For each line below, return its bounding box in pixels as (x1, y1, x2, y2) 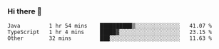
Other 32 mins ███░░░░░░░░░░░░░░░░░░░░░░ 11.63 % (7, 35, 213, 42)
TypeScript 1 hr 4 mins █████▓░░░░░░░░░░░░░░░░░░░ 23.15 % (7, 28, 213, 36)
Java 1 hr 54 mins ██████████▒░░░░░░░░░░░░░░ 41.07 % (7, 23, 213, 30)
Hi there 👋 (7, 6, 43, 16)
